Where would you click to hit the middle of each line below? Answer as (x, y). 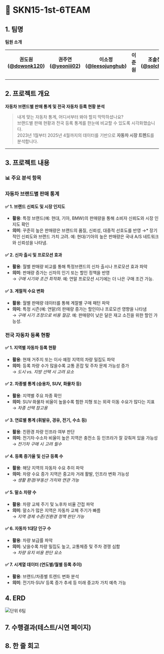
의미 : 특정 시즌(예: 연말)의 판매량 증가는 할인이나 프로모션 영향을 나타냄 (79, 309)
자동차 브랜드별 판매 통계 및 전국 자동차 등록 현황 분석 (55, 106)
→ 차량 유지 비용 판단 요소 (37, 552)
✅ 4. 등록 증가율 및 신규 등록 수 (34, 456)
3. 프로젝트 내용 (27, 163)
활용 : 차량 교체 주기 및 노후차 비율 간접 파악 (53, 504)
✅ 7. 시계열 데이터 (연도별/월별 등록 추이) (43, 564)
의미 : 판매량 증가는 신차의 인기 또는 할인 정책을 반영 (61, 273)
